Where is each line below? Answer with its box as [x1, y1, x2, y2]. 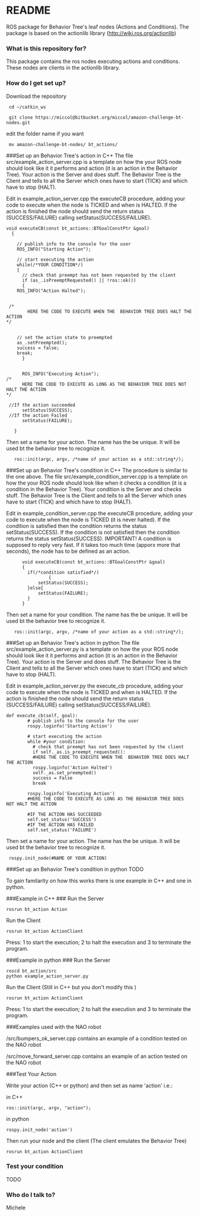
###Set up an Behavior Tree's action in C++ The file [6, 152, 133, 159]
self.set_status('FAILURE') [27, 826, 97, 833]
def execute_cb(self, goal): [6, 712, 78, 718]
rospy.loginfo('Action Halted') [32, 764, 113, 771]
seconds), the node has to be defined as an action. [6, 547, 130, 555]
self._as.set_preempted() [32, 769, 97, 775]
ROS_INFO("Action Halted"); [17, 287, 86, 294]
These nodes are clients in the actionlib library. [6, 64, 120, 71]
